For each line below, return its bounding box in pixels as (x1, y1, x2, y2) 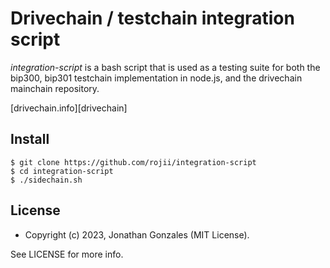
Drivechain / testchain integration (10, 7, 295, 30)
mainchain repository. (10, 82, 100, 94)
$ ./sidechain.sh (10, 175, 83, 185)
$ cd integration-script (10, 166, 114, 176)
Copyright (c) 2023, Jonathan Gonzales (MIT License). (24, 228, 250, 241)
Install (10, 131, 50, 148)
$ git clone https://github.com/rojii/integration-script (10, 157, 257, 167)
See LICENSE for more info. (10, 248, 124, 260)
